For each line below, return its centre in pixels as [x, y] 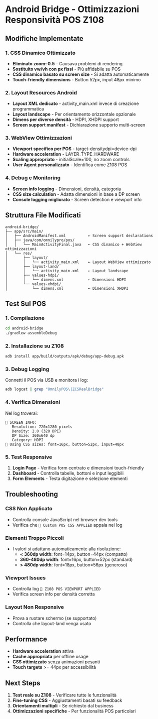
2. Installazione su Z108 [34, 346]
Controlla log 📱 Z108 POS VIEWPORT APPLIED [56, 589]
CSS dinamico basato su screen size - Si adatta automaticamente [80, 74]
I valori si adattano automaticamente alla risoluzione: [66, 549]
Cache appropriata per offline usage [50, 657]
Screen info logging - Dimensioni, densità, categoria [67, 189]
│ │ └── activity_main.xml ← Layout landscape [67, 271]
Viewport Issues [25, 577]
